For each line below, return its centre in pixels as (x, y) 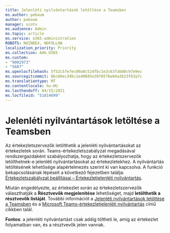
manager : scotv (21, 24)
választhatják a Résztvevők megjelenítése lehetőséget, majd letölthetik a (83, 193)
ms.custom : (17, 57)
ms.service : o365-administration (41, 39)
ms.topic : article (25, 34)
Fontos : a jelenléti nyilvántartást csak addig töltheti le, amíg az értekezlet (82, 219)
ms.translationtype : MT (31, 81)
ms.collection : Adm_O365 (32, 53)
